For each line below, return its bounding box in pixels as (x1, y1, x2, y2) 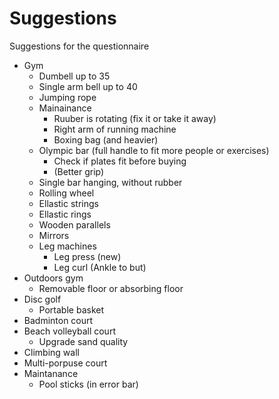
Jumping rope (38, 91, 97, 103)
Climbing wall (23, 346, 80, 358)
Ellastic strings (38, 197, 99, 209)
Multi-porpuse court (23, 357, 108, 369)
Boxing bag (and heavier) (53, 133, 159, 146)
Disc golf (23, 293, 62, 305)
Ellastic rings (38, 208, 92, 220)
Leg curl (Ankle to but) (53, 261, 147, 273)
